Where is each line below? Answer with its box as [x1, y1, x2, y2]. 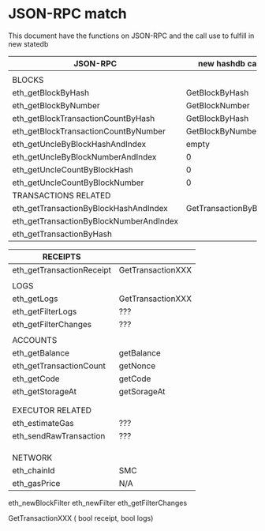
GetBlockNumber [185, 100, 250, 111]
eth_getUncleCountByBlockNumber [12, 177, 144, 188]
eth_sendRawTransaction [12, 430, 106, 441]
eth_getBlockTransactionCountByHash [12, 112, 155, 123]
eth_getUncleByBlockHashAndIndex [12, 138, 147, 149]
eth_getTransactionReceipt [12, 264, 112, 275]
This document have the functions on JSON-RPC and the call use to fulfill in [8, 31, 255, 40]
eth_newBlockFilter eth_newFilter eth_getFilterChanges [8, 498, 188, 507]
